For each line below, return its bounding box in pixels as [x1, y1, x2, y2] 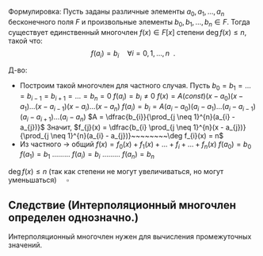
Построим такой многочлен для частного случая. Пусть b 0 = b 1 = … [19, 81, 252, 92]
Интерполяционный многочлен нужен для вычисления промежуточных [8, 231, 252, 241]
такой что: [8, 36, 44, 45]
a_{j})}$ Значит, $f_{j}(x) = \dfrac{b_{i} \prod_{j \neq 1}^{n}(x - [19, 122, 224, 132]
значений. [8, 240, 43, 250]
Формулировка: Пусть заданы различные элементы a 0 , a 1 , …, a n [8, 7, 225, 18]
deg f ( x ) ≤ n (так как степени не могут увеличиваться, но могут [8, 167, 224, 176]
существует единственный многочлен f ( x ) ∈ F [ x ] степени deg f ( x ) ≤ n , [8, 27, 247, 37]
